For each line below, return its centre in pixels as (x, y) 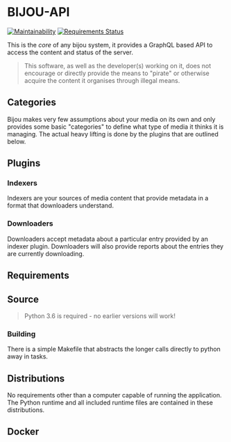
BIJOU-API (38, 12)
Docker (23, 432)
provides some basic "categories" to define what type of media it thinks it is (115, 127)
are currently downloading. (46, 253)
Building (22, 333)
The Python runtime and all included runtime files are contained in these (110, 403)
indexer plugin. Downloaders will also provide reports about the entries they (115, 246)
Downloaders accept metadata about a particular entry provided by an (108, 239)
